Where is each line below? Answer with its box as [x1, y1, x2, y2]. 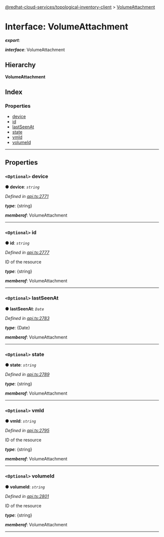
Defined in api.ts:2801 [5, 493, 49, 499]
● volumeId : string [5, 484, 45, 490]
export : [5, 37, 20, 43]
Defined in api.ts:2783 [5, 315, 50, 321]
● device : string [5, 184, 40, 190]
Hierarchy [5, 61, 36, 69]
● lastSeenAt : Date [5, 306, 44, 312]
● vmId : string [5, 418, 36, 424]
